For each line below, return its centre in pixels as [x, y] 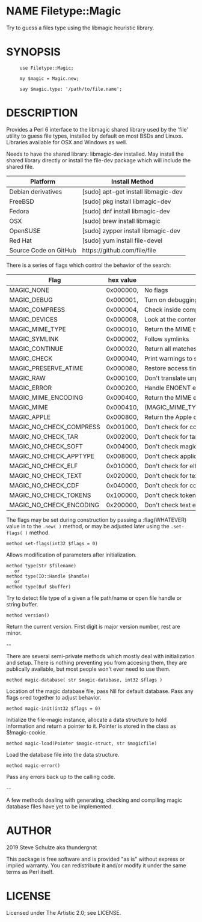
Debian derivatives [35, 192]
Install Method [132, 182]
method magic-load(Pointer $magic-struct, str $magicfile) [82, 743]
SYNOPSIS [34, 52]
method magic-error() [33, 765]
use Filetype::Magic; [47, 68]
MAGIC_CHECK [31, 358]
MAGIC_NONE [29, 290]
